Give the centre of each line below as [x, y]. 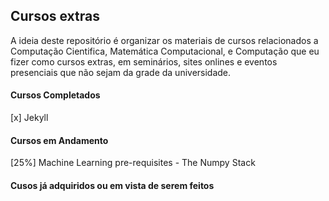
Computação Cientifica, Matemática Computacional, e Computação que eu [165, 51]
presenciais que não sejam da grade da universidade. [121, 72]
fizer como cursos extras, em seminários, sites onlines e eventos [144, 61]
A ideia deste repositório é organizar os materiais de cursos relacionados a [164, 40]
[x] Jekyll [29, 118]
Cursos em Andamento [59, 140]
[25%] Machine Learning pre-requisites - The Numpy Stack [133, 163]
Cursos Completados [55, 95]
